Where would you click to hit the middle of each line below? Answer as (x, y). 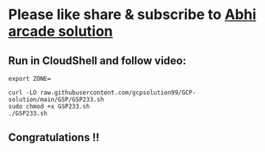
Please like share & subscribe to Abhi (132, 15)
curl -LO (23, 93)
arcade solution (61, 31)
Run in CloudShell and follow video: (97, 61)
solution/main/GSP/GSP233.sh (56, 100)
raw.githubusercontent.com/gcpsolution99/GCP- (118, 93)
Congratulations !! (54, 137)
